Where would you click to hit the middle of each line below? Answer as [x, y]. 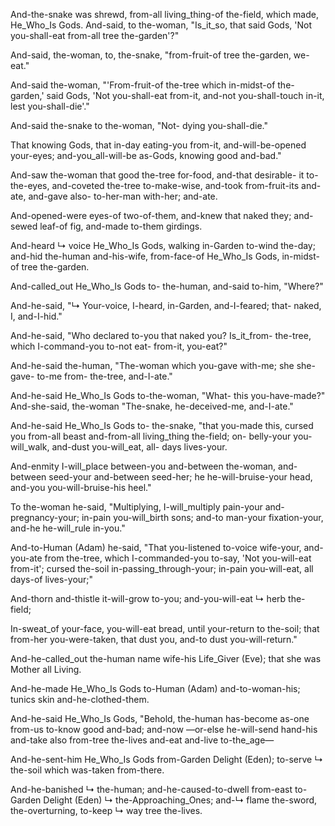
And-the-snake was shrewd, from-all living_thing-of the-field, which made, [165, 14]
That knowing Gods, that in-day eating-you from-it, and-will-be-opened [158, 145]
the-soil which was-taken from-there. [87, 770]
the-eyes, [30, 185]
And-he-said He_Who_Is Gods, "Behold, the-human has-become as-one [160, 718]
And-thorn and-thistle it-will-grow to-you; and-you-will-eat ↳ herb [148, 598]
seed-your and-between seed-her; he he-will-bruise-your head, [180, 477]
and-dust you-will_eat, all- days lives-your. [139, 447]
